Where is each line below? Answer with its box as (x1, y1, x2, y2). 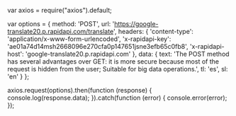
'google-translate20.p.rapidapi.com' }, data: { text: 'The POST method (25, 50, 230, 58)
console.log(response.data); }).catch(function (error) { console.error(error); (7, 93, 227, 102)
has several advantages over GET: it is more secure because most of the (7, 57, 220, 66)
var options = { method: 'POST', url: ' (7, 20, 115, 28)
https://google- (114, 20, 159, 28)
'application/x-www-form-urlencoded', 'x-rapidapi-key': (7, 35, 172, 43)
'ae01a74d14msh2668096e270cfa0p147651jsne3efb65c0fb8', (7, 42, 189, 50)
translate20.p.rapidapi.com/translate (7, 28, 114, 35)
